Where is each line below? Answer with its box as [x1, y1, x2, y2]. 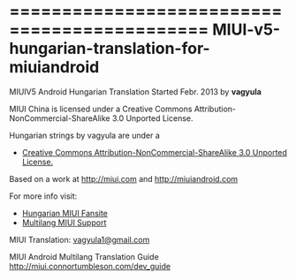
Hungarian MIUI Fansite [21, 208, 109, 218]
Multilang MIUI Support [21, 217, 107, 228]
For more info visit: [9, 191, 78, 201]
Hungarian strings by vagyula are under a [9, 130, 161, 140]
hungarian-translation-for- [9, 39, 210, 58]
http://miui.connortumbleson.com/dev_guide [9, 261, 171, 271]
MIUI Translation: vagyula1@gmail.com [9, 234, 150, 245]
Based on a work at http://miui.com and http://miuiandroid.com [9, 173, 239, 184]
